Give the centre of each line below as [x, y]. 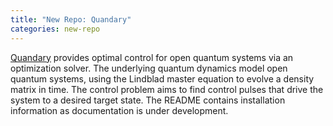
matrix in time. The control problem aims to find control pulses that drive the [167, 89]
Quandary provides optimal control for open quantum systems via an [152, 57]
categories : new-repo [55, 29]
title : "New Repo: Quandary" [71, 19]
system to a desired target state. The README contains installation [148, 100]
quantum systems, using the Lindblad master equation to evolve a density [162, 78]
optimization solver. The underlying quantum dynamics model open [149, 68]
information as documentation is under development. [119, 110]
